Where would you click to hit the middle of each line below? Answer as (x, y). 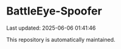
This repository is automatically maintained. (61, 39)
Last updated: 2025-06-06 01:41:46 (51, 28)
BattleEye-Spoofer (54, 11)
